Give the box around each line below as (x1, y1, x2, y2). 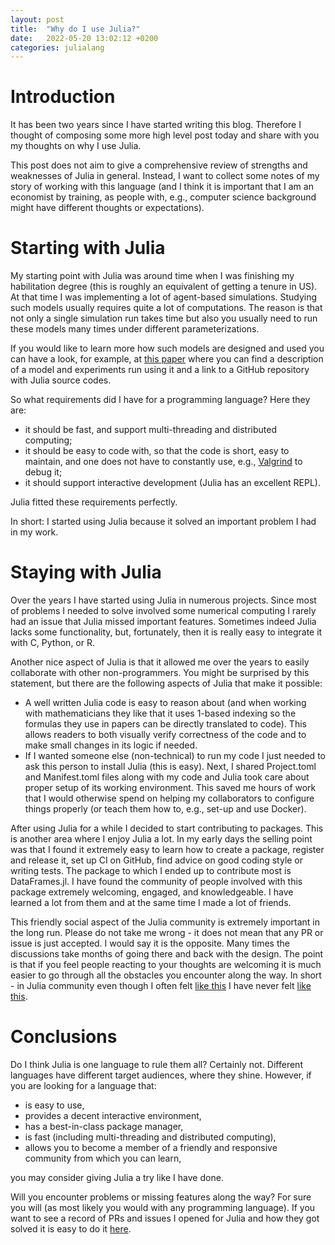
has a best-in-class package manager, (24, 1121, 184, 1132)
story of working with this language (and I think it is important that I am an (10, 181, 314, 193)
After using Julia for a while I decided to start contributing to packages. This (10, 822, 324, 835)
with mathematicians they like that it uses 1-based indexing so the (24, 707, 297, 720)
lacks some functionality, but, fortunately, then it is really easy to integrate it (10, 626, 323, 638)
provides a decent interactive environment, (24, 1110, 202, 1121)
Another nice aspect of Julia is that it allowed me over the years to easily (10, 656, 310, 668)
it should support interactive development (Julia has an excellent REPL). (24, 477, 321, 489)
